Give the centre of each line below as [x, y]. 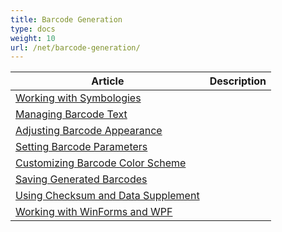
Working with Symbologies [78, 98]
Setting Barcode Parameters [81, 147]
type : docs [33, 29]
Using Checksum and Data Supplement [107, 196]
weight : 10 [33, 38]
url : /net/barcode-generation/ [75, 47]
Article [108, 81]
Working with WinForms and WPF [94, 212]
